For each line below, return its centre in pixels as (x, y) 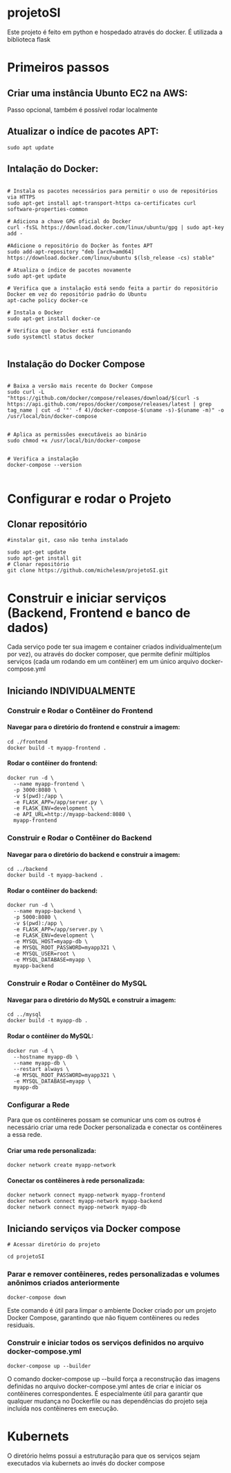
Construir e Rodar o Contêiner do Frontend (80, 710)
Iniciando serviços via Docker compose (94, 1228)
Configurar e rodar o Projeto (89, 499)
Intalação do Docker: (53, 169)
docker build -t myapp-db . (48, 1021)
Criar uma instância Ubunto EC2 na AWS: (98, 93)
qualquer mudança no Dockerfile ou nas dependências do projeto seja (108, 1401)
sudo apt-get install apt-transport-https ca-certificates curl (102, 203)
